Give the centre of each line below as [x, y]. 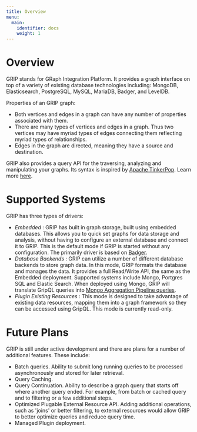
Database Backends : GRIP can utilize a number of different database [99, 259]
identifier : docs [38, 28]
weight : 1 [29, 34]
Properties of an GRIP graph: [41, 103]
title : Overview [26, 11]
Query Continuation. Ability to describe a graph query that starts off [96, 385]
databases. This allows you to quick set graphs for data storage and [97, 234]
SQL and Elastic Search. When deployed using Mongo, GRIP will [92, 284]
